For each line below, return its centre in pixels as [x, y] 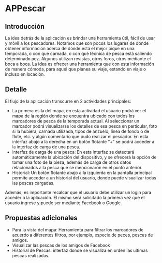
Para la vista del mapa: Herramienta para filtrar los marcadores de [78, 229]
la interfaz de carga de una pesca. [46, 147]
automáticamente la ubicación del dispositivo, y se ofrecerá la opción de [84, 157]
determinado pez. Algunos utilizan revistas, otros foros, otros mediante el [78, 59]
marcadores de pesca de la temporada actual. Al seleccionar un [76, 121]
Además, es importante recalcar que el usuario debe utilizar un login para [78, 192]
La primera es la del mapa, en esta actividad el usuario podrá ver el [79, 110]
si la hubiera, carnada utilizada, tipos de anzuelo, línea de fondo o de [81, 131]
